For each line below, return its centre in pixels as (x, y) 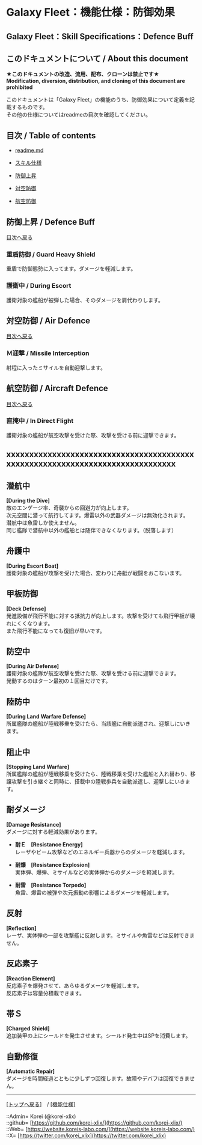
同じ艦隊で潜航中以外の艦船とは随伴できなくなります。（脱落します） (92, 530)
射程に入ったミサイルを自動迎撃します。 (56, 368)
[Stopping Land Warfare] (38, 767)
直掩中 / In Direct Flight (40, 421)
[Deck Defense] (26, 609)
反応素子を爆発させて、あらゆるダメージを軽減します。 (74, 985)
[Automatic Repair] (31, 1071)
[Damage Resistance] (34, 824)
